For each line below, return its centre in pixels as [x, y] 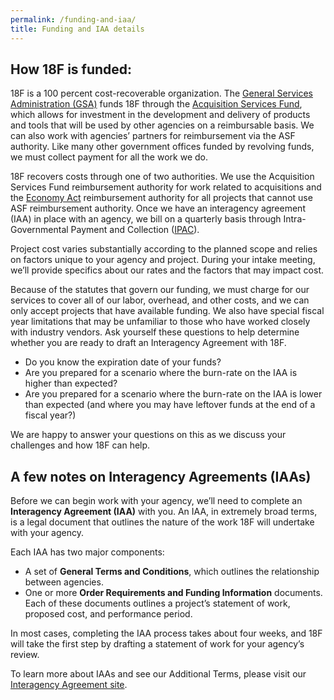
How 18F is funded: [71, 69]
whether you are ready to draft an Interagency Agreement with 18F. [148, 343]
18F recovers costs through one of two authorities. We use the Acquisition [162, 177]
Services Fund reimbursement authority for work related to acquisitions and [166, 187]
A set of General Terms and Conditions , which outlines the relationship [172, 572]
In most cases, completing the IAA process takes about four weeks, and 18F [166, 633]
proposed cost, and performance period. [108, 614]
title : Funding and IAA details [77, 29]
